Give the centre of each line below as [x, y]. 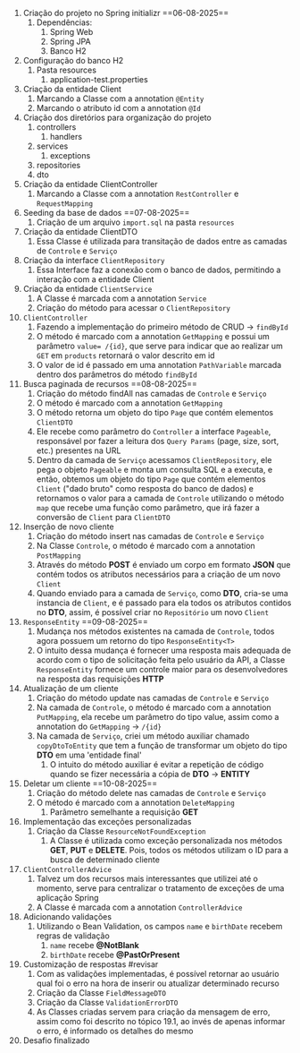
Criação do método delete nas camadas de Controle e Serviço [151, 793]
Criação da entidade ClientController [91, 184]
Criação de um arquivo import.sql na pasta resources [135, 222]
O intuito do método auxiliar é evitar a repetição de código [157, 764]
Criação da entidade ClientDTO [80, 231]
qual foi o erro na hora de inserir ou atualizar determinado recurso [158, 983]
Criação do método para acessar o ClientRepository [133, 308]
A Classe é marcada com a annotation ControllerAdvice [139, 907]
